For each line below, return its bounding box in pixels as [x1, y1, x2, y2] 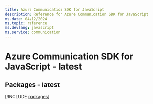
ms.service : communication [5, 30, 61, 35]
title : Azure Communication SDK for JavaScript [5, 7, 105, 12]
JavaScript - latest [5, 62, 82, 72]
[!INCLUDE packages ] [5, 94, 50, 99]
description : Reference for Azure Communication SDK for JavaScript [5, 12, 149, 17]
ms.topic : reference [5, 21, 48, 26]
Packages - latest [5, 81, 60, 89]
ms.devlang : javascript [5, 25, 54, 30]
